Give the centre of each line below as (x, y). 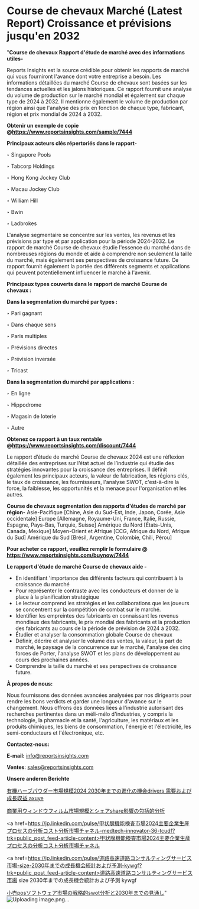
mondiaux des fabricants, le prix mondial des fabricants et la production (103, 622)
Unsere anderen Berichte (38, 778)
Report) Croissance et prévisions (89, 23)
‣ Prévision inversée (31, 359)
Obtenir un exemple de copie (43, 125)
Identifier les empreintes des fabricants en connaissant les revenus (97, 615)
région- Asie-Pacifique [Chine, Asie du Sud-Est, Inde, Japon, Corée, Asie (96, 512)
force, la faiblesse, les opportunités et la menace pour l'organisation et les (97, 488)
